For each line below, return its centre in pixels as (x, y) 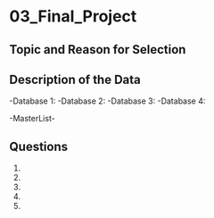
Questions (39, 146)
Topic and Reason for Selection (98, 50)
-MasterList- (32, 119)
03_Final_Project (73, 17)
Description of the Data (75, 79)
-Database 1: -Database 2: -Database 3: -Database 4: (107, 101)
